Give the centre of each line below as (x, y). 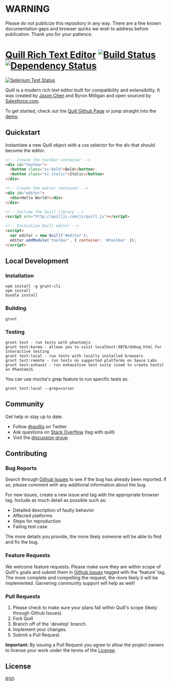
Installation (20, 276)
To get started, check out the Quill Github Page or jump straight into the (81, 111)
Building (16, 308)
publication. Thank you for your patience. (49, 34)
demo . (12, 116)
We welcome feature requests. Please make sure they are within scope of (83, 567)
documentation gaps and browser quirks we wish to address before (77, 28)
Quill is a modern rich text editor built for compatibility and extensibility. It (83, 90)
